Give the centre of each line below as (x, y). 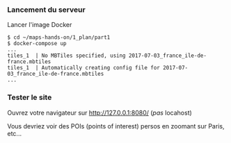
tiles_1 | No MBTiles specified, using (67, 56)
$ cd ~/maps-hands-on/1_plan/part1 (59, 37)
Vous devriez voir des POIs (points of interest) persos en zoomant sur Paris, (116, 126)
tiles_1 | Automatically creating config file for (83, 68)
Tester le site (30, 97)
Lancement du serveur (46, 10)
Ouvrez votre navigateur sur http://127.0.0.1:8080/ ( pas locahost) (100, 112)
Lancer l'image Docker (40, 25)
